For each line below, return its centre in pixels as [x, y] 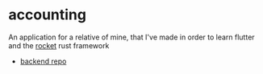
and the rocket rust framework [59, 45]
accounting [48, 15]
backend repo [43, 61]
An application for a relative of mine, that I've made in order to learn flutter [132, 37]
